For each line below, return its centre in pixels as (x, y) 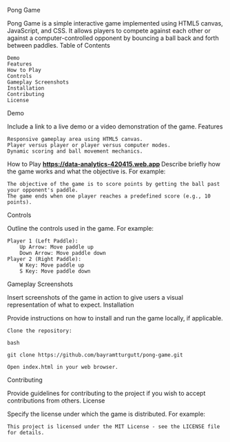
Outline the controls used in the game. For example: (80, 228)
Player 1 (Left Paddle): (43, 241)
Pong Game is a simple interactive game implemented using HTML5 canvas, (115, 23)
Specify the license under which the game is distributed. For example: (106, 414)
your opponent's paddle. (43, 190)
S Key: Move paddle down (55, 271)
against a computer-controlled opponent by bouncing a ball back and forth (113, 38)
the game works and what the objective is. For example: (86, 171)
